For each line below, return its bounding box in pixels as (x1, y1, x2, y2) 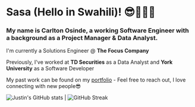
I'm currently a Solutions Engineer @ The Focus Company (6, 47, 149, 54)
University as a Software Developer (6, 65, 95, 72)
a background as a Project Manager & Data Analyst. (6, 34, 158, 42)
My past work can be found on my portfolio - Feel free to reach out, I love (6, 76, 186, 83)
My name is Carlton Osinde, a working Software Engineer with (6, 27, 189, 35)
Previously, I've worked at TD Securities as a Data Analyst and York (6, 59, 173, 66)
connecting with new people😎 (6, 83, 81, 90)
